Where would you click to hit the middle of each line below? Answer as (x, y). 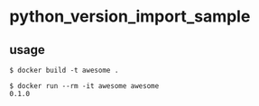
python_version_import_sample (130, 17)
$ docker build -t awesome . (64, 70)
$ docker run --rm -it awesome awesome (84, 86)
